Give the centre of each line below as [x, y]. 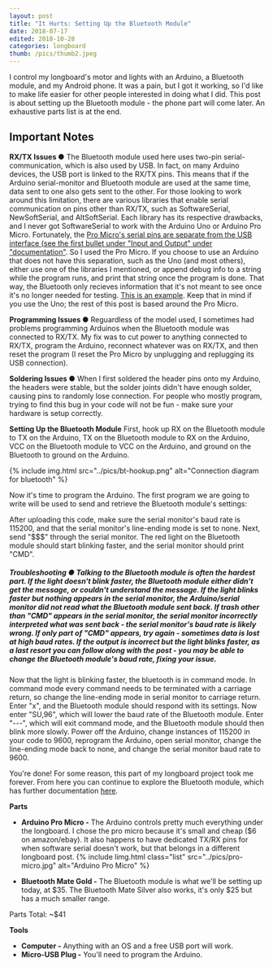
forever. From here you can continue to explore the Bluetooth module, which [137, 781]
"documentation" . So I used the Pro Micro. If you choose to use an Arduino [134, 252]
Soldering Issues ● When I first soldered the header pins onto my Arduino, [135, 378]
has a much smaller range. [65, 898]
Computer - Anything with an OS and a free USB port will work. [127, 946]
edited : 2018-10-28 [42, 39]
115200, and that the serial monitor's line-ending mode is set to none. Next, [135, 528]
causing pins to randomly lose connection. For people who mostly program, [136, 396]
